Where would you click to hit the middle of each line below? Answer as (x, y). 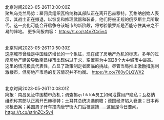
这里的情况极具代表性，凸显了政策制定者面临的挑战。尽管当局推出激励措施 (80, 66)
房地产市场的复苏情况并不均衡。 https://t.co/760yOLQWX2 (85, 72)
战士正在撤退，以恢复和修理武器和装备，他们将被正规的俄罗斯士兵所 (86, 19)
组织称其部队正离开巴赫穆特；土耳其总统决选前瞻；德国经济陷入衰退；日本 (80, 101)
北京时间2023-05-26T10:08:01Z (37, 88)
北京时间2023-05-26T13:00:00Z (38, 7)
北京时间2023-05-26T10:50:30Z (38, 48)
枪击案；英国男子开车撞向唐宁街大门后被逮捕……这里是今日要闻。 (75, 107)
